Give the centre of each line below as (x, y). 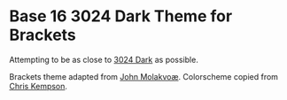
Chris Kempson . (39, 86)
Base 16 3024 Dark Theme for (121, 16)
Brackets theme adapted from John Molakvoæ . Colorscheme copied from (144, 76)
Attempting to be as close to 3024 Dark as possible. (104, 59)
